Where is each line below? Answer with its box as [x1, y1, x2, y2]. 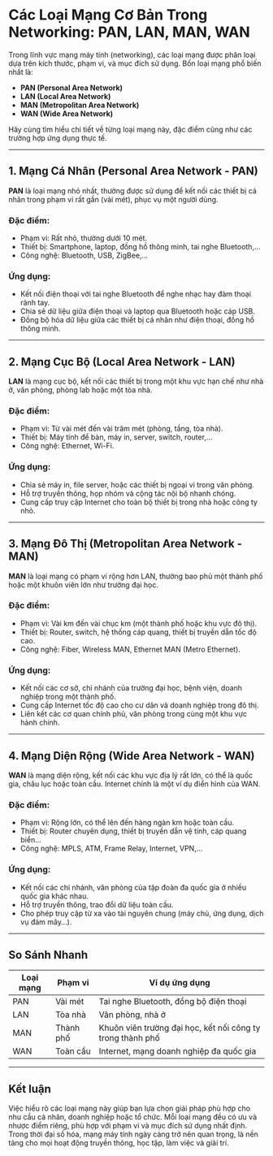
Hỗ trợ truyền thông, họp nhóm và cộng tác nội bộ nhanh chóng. [19, 488, 236, 498]
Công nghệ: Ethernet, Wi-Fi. [19, 441, 115, 451]
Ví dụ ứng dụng [149, 977, 210, 989]
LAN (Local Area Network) [19, 91, 111, 101]
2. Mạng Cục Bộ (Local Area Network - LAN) [8, 355, 236, 369]
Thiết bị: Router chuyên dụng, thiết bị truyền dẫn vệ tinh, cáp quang [19, 826, 247, 836]
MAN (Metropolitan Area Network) [19, 100, 140, 110]
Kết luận [8, 1082, 51, 1096]
